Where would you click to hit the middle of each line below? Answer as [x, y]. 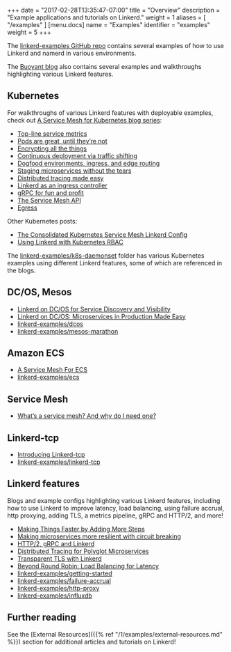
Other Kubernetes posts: [42, 221]
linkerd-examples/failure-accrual [64, 580]
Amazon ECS [36, 354]
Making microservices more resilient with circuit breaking [99, 536]
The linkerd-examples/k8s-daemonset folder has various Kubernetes [106, 255]
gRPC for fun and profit [51, 193]
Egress [27, 208]
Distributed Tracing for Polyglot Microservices [83, 551]
